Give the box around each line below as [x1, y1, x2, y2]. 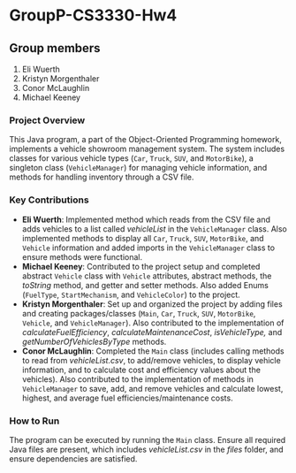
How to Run [9, 415, 60, 427]
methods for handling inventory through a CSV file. [9, 172, 194, 182]
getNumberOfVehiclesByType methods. [21, 336, 167, 347]
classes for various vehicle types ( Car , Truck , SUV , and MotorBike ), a [9, 153, 254, 164]
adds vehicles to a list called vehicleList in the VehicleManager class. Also [21, 223, 287, 234]
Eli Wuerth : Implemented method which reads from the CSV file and [21, 214, 271, 225]
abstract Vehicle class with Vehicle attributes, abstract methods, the [21, 271, 272, 281]
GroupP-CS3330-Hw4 [9, 5, 178, 26]
